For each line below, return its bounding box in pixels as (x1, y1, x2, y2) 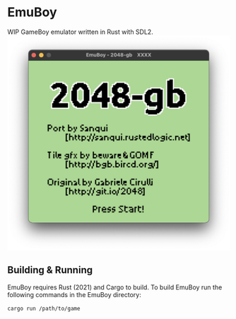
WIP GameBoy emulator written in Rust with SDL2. (7, 28, 153, 36)
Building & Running (7, 264, 93, 276)
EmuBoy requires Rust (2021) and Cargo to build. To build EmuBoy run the (7, 283, 223, 291)
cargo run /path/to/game (7, 305, 81, 312)
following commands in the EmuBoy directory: (7, 290, 141, 299)
